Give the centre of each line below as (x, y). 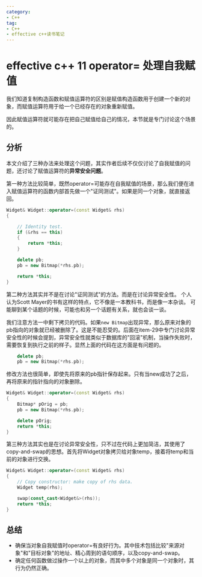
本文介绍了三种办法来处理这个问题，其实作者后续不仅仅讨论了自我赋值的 (96, 163)
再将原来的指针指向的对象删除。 (46, 382)
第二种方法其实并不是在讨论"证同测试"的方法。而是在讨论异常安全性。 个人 (99, 294)
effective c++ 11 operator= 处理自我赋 (101, 66)
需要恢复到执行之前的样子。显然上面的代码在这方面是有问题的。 (85, 345)
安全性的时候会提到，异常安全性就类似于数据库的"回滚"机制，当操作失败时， (101, 337)
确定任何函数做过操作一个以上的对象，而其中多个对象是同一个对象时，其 (104, 561)
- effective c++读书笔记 (35, 34)
